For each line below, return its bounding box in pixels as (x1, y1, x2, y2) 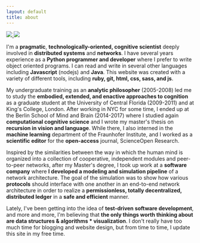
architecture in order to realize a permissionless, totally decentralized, (6, 186, 182, 194)
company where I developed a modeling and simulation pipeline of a (6, 168, 179, 175)
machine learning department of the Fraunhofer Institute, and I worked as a (6, 131, 193, 138)
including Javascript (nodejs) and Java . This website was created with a (6, 68, 186, 75)
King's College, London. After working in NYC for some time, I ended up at (6, 105, 189, 112)
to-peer (6, 161, 25, 168)
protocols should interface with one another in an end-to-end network (6, 180, 180, 187)
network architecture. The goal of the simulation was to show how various (6, 174, 189, 181)
